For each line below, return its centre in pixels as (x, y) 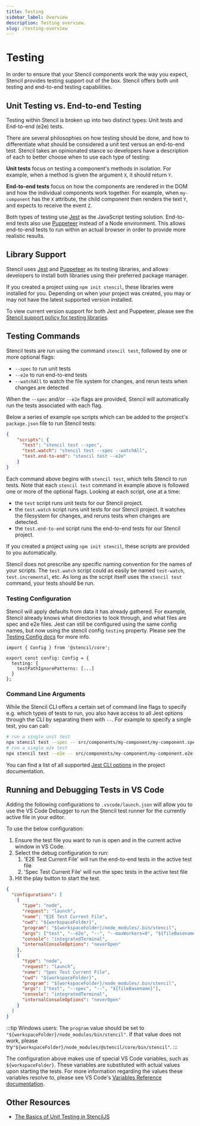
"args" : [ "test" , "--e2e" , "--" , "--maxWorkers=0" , (87, 933)
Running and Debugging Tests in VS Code (85, 790)
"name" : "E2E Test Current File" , (65, 917)
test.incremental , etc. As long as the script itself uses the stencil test (94, 576)
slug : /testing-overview (37, 28)
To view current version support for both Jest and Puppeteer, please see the (100, 311)
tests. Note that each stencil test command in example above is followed (98, 485)
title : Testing (25, 12)
